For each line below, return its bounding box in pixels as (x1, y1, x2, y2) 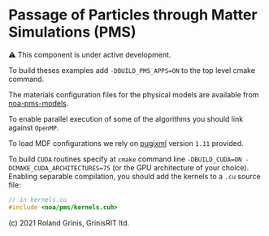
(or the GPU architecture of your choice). (112, 162, 249, 172)
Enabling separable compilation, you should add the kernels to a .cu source (8, 171, 262, 181)
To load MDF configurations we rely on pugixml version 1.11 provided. (8, 138, 244, 148)
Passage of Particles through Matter (8, 6, 258, 24)
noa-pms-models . (8, 98, 69, 108)
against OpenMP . (8, 122, 59, 132)
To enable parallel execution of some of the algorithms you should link (8, 114, 244, 123)
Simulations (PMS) (8, 23, 137, 41)
